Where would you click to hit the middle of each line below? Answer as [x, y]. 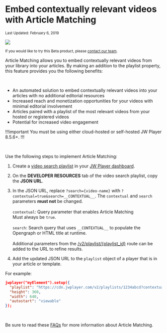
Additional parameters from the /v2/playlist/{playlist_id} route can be [83, 243]
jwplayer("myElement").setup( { [38, 283]
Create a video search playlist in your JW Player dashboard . [74, 166]
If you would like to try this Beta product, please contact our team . [61, 51]
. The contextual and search [124, 196]
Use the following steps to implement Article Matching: [61, 156]
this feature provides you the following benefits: [54, 71]
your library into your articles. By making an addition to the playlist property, [83, 65]
